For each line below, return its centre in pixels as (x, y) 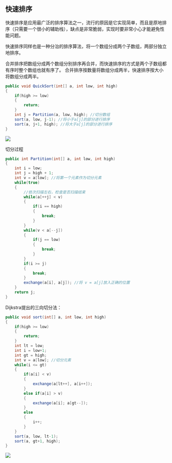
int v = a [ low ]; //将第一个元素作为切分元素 (58, 178)
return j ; (25, 292)
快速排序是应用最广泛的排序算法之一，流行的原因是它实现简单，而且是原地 (84, 23)
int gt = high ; (31, 355)
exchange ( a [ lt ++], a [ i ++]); (63, 384)
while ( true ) (27, 183)
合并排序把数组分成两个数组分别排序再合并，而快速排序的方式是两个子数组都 (86, 64)
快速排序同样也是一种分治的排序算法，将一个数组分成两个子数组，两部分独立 (86, 46)
